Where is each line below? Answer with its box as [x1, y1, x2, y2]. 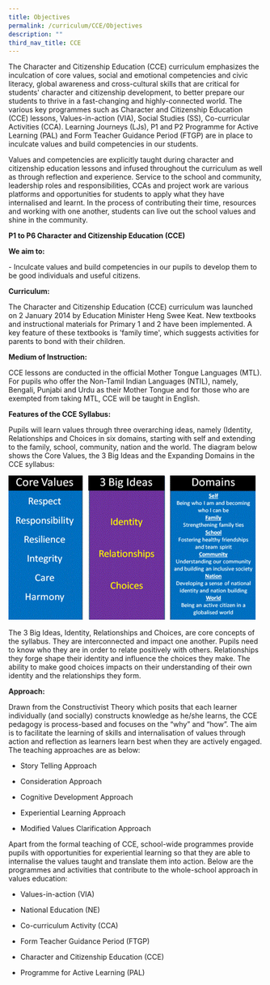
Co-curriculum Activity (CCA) [19, 921, 119, 931]
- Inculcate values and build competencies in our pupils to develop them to [8, 262, 257, 272]
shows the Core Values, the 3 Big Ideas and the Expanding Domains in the [8, 451, 255, 461]
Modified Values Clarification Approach [19, 824, 151, 834]
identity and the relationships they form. [8, 671, 141, 681]
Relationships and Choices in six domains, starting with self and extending [8, 434, 256, 444]
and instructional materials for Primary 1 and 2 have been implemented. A [8, 320, 253, 329]
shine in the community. [8, 215, 88, 225]
